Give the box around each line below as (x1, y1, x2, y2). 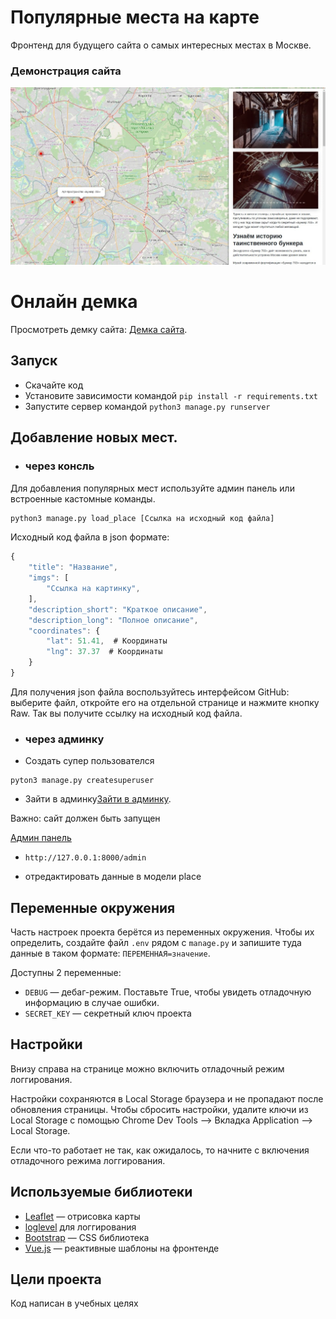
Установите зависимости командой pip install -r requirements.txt (24, 389, 318, 401)
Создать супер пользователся (24, 755, 155, 767)
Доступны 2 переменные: (10, 966, 122, 978)
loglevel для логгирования (24, 1221, 137, 1233)
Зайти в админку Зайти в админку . (24, 793, 172, 805)
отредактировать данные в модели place (24, 871, 202, 883)
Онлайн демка (10, 291, 138, 313)
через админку (24, 732, 105, 746)
